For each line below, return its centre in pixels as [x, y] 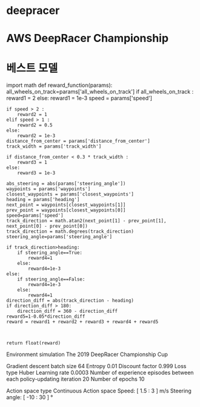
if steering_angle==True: [50, 253]
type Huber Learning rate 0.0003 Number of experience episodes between [100, 373]
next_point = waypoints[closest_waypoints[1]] [66, 205]
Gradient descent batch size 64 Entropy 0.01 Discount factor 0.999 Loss [96, 366]
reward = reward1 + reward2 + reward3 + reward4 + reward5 [82, 322]
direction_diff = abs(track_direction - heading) [70, 301]
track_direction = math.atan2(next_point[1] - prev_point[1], [86, 221]
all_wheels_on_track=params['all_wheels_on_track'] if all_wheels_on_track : [100, 92]
